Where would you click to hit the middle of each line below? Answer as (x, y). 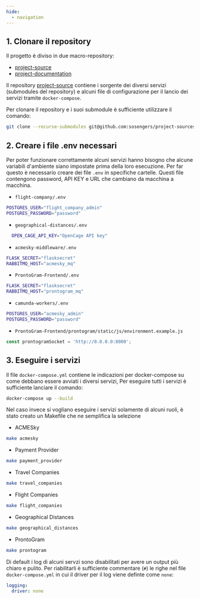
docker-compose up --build (40, 398)
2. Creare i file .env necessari (62, 145)
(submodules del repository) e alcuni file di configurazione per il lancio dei (97, 92)
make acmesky (22, 439)
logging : (17, 585)
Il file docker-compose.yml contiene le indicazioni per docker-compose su (95, 374)
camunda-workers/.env (41, 303)
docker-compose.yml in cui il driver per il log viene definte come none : (90, 575)
